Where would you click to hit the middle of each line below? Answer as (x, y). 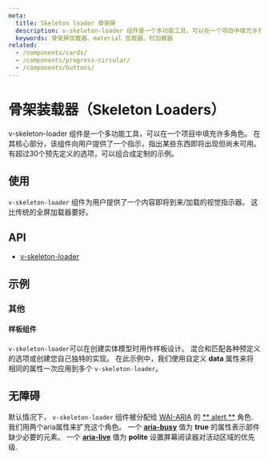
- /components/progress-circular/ (73, 61)
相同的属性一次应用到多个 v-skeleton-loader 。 (85, 368)
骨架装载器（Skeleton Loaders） (117, 110)
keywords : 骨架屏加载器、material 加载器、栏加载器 (94, 38)
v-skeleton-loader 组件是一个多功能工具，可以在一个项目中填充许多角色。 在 (134, 134)
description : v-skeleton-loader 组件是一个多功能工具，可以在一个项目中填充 (134, 30)
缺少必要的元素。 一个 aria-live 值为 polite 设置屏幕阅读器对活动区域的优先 (132, 437)
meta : (17, 16)
